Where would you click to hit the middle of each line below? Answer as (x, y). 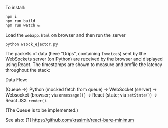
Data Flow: (17, 80)
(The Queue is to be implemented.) (42, 110)
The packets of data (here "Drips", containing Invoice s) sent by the (76, 54)
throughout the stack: (28, 70)
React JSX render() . (27, 100)
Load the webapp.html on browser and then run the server (65, 35)
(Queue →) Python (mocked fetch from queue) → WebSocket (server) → (81, 89)
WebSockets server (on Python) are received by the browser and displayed (84, 59)
